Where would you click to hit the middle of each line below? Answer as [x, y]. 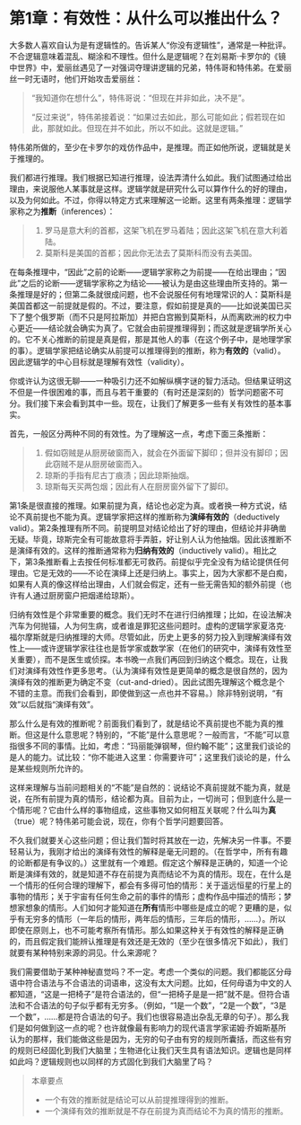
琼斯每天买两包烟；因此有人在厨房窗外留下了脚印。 [139, 486]
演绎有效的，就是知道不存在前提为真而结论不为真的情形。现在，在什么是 [158, 873]
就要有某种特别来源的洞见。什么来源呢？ [84, 952]
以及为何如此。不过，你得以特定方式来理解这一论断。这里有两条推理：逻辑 [146, 199]
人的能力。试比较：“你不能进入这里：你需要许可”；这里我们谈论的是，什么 [154, 757]
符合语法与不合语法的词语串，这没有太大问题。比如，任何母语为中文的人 [158, 983]
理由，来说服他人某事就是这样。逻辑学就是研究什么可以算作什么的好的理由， [150, 189]
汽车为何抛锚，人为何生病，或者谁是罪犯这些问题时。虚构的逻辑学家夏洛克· [148, 625]
